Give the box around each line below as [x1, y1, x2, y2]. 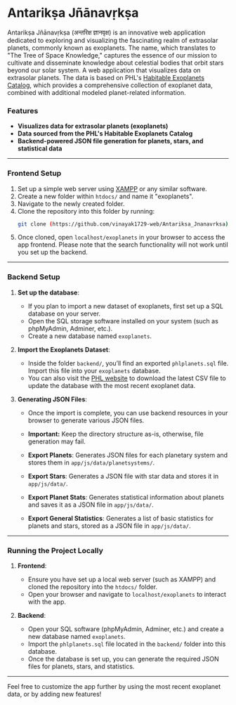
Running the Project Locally [7, 545, 103, 555]
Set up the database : [17, 288, 79, 297]
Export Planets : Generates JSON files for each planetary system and [27, 451, 228, 459]
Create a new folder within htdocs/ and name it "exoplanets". [17, 192, 194, 200]
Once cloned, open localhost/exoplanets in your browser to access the [17, 233, 225, 242]
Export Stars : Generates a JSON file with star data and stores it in [27, 472, 219, 480]
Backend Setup [7, 272, 61, 282]
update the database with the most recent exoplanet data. [27, 381, 196, 389]
